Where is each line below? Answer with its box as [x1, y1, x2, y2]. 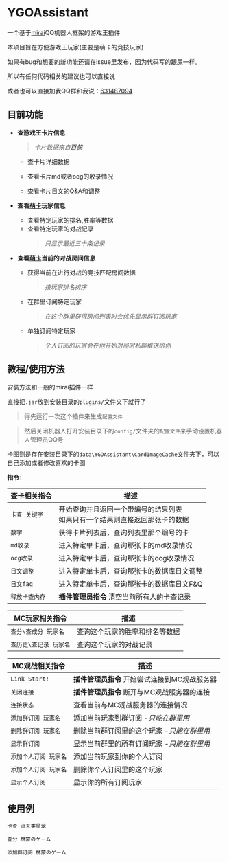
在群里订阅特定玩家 [27, 297, 82, 306]
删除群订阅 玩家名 [10, 727, 61, 734]
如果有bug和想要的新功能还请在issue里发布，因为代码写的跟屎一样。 [7, 57, 202, 66]
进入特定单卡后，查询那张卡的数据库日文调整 [58, 566, 204, 576]
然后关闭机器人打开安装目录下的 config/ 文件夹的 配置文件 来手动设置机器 [23, 427, 223, 435]
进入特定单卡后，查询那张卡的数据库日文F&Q [58, 579, 204, 589]
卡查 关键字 [10, 510, 44, 518]
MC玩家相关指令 [13, 613, 67, 623]
